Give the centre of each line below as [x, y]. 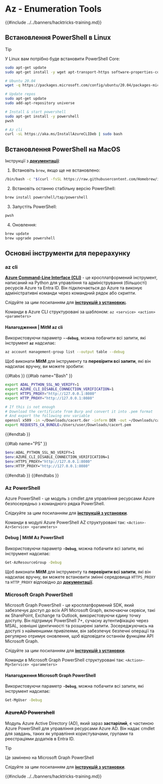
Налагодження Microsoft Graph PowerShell [50, 675]
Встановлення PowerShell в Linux [58, 38]
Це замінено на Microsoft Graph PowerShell [49, 757]
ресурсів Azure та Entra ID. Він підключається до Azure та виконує [74, 288]
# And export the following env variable [48, 416]
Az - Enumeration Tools [53, 9]
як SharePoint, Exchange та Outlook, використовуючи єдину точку [73, 616]
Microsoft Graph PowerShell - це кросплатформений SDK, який [70, 605]
